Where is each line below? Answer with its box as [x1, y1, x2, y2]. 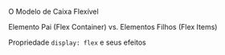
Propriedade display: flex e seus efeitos [8, 37, 147, 47]
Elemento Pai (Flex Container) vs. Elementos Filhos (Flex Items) [8, 22, 218, 31]
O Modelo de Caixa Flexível [8, 7, 99, 16]
